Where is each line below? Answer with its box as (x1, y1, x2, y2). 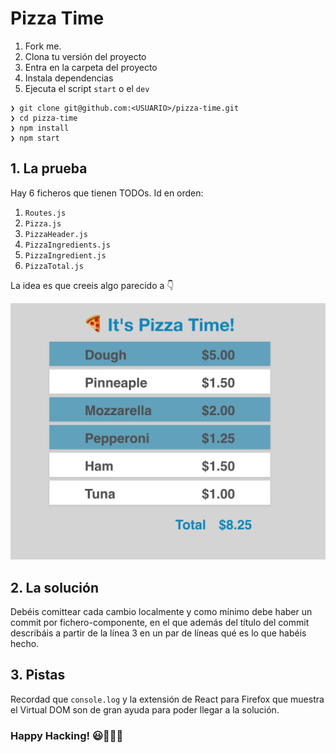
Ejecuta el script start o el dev (24, 82, 150, 94)
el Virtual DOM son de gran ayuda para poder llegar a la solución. (10, 703, 280, 716)
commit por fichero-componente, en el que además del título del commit (10, 617, 310, 629)
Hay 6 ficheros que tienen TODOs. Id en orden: (10, 187, 204, 199)
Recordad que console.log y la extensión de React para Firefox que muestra (10, 693, 325, 705)
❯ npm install (10, 123, 70, 133)
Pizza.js (24, 218, 62, 229)
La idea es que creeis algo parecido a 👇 (10, 279, 175, 291)
